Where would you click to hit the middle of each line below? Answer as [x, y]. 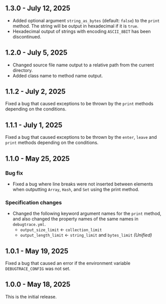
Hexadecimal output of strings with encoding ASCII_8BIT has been [81, 31]
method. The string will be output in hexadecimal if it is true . [75, 26]
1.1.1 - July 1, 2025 [34, 125]
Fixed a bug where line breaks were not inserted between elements [83, 184]
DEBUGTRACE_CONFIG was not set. [38, 269]
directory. [23, 70]
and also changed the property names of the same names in [75, 219]
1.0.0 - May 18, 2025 [38, 284]
